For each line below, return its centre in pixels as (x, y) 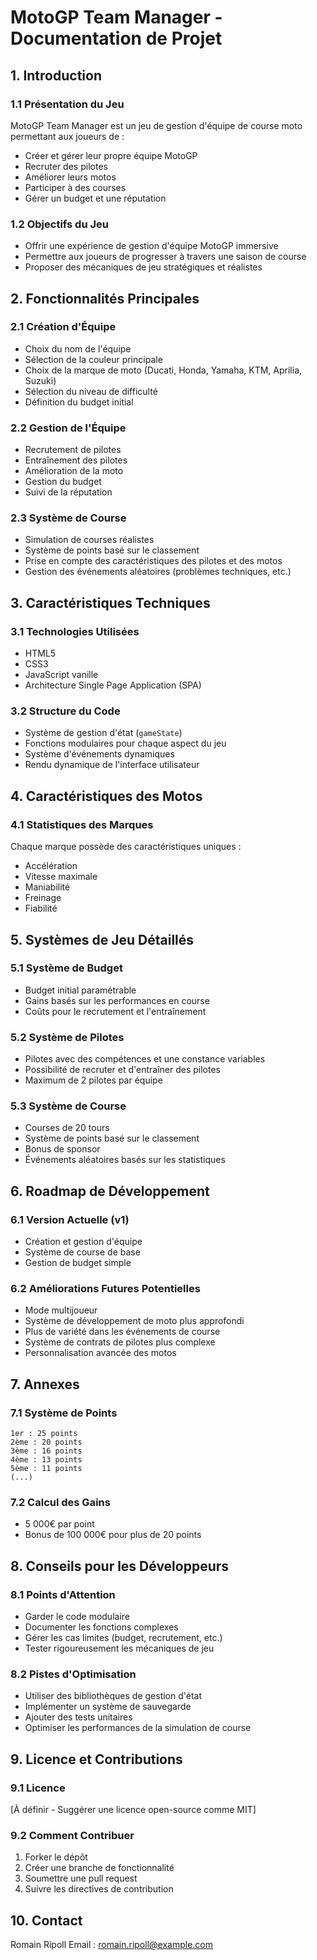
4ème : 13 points (46, 1460)
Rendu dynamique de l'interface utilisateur (112, 765)
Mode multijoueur (61, 1310)
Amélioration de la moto (74, 471)
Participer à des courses (75, 187)
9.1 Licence (38, 1788)
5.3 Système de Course (68, 1106)
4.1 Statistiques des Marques (82, 824)
